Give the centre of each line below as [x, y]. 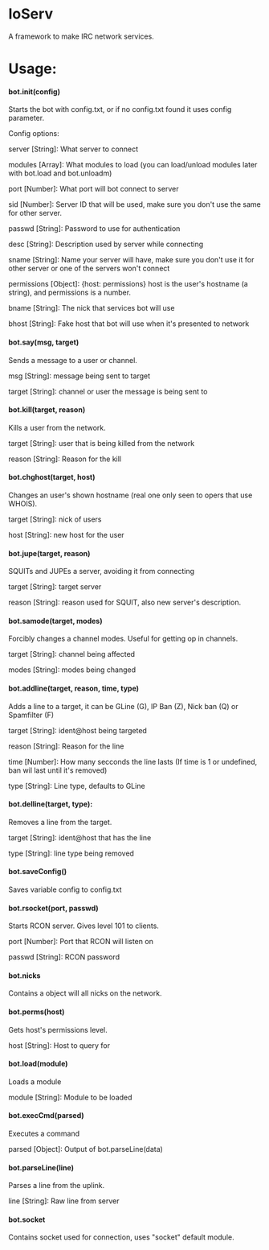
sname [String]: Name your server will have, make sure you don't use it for [131, 260]
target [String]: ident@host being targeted [77, 730]
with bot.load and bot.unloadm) [60, 173]
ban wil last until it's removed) [58, 770]
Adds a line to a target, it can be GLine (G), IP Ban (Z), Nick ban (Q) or [123, 706]
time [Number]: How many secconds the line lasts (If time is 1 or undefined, [133, 761]
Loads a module [35, 1081]
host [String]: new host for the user [66, 534]
